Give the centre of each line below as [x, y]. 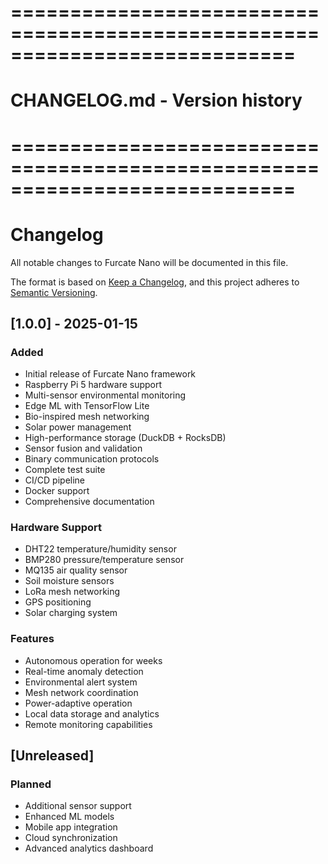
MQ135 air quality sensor [76, 570]
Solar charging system [71, 613]
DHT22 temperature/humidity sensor [100, 549]
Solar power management [78, 427]
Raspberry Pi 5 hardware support [93, 385]
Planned [31, 784]
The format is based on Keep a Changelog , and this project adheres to [155, 282]
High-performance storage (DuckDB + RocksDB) [125, 438]
